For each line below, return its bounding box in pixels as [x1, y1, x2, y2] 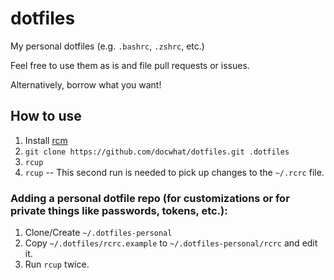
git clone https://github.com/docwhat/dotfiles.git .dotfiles [24, 147, 290, 157]
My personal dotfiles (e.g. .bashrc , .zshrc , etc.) [10, 40, 205, 52]
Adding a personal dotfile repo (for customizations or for [10, 191, 290, 205]
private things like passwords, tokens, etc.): [10, 203, 228, 217]
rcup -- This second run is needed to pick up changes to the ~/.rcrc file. [24, 166, 325, 178]
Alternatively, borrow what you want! [10, 78, 162, 91]
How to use [10, 108, 82, 125]
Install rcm [24, 134, 68, 146]
